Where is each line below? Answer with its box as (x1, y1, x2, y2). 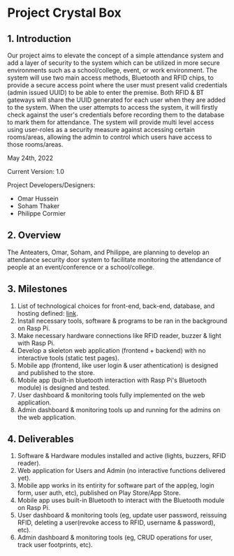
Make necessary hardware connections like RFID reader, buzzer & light (17, 331, 221, 339)
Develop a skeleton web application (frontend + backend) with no (17, 346, 206, 354)
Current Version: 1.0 (7, 168, 64, 175)
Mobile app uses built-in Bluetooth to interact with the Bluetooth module (17, 496, 225, 504)
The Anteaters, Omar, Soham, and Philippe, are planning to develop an (7, 248, 210, 256)
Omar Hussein (17, 194, 59, 203)
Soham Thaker (17, 202, 60, 210)
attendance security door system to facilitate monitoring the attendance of (7, 255, 221, 263)
